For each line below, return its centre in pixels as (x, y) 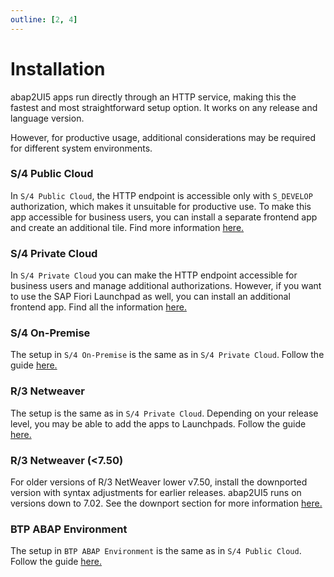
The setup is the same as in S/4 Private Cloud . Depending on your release (164, 413)
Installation (58, 68)
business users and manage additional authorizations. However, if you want (166, 286)
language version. (47, 118)
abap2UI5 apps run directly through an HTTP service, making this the (153, 97)
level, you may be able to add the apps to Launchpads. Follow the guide (158, 423)
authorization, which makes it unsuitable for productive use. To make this (161, 206)
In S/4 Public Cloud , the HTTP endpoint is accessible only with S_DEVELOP (161, 195)
